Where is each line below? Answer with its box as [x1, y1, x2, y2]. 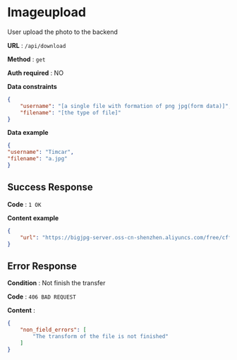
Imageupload [7, 4, 87, 20]
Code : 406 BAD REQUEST [7, 292, 76, 301]
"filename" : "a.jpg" [7, 155, 68, 162]
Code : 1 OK [7, 200, 42, 208]
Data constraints [7, 82, 58, 90]
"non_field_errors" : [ [20, 326, 87, 334]
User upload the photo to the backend [7, 28, 118, 36]
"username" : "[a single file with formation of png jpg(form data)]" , [20, 102, 232, 109]
